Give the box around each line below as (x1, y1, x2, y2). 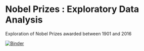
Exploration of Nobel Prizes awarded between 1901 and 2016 (5, 30, 132, 36)
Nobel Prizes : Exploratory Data (5, 3, 139, 15)
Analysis (5, 14, 43, 25)
